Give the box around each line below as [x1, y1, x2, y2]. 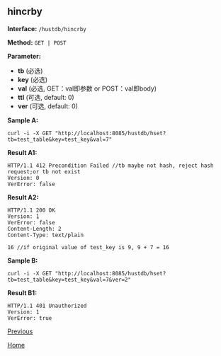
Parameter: [7, 52, 41, 60]
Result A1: [7, 148, 38, 156]
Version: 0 [7, 174, 40, 181]
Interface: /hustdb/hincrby [7, 24, 86, 33]
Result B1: [7, 288, 38, 297]
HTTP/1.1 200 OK [7, 207, 55, 214]
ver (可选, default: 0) [17, 102, 78, 110]
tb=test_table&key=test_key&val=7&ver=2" [7, 276, 132, 283]
